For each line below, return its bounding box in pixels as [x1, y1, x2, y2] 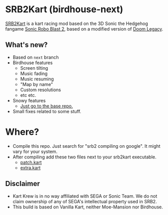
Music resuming [20, 75, 54, 82]
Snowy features [12, 97, 46, 103]
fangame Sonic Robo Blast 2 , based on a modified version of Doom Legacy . [5, 25, 163, 32]
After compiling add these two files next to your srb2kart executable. [12, 154, 157, 160]
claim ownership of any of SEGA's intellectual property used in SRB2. [12, 198, 157, 204]
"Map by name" [20, 81, 53, 87]
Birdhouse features [12, 60, 53, 66]
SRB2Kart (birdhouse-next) [5, 4, 123, 15]
